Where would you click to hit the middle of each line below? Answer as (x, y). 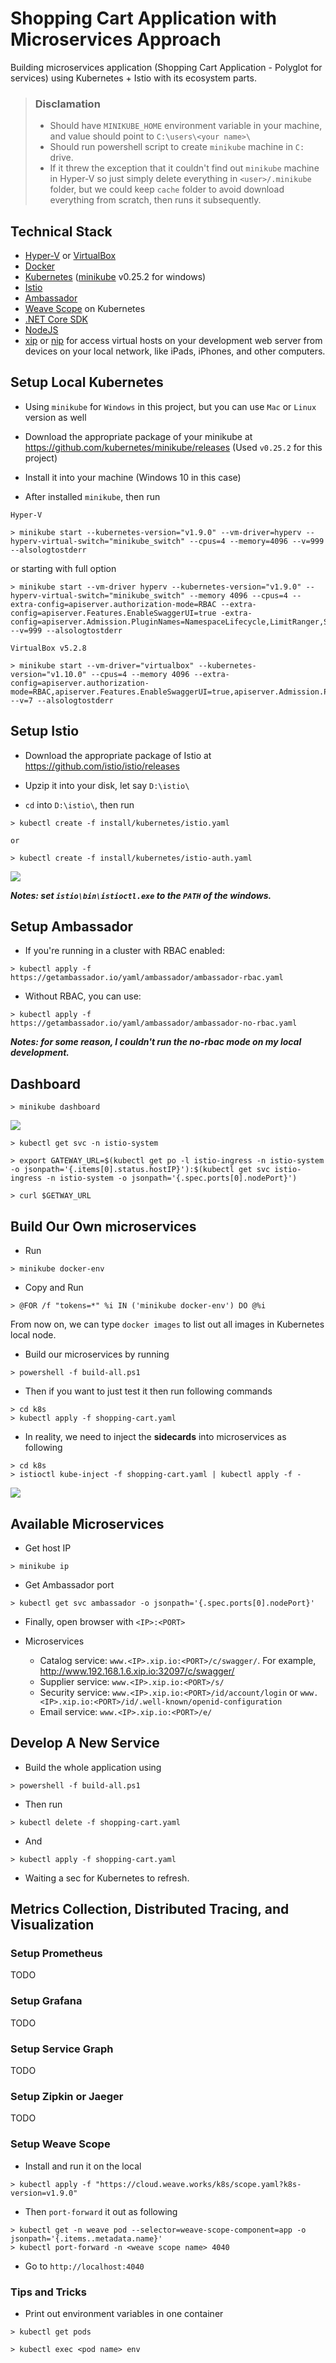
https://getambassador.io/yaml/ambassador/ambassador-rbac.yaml (147, 978)
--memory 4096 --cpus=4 (238, 595)
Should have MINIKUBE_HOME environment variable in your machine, (186, 126)
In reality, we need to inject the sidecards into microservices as (155, 1437)
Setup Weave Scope (60, 2144)
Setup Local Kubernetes (87, 382)
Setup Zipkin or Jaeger (67, 2096)
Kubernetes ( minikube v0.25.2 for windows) (115, 277)
